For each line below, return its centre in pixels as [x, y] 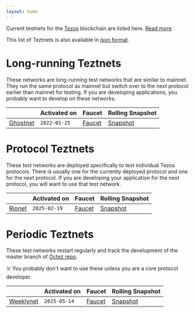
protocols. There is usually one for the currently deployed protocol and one [97, 171]
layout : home [22, 11]
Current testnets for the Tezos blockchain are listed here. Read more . [90, 28]
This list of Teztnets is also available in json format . [68, 39]
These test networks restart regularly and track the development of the [92, 251]
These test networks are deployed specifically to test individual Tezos [91, 165]
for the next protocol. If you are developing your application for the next [93, 177]
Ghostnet [22, 123]
